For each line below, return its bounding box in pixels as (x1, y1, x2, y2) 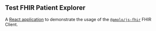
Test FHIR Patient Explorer (5, 4, 86, 12)
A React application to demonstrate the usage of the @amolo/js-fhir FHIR (5, 16, 152, 22)
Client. (5, 21, 18, 27)
